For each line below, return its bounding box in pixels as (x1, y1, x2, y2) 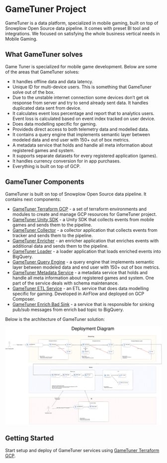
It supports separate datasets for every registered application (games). (12, 153, 158, 158)
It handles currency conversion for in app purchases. (12, 158, 121, 164)
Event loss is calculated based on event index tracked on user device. (12, 116, 156, 122)
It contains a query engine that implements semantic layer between (12, 131, 150, 138)
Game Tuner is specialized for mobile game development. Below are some (5, 63, 158, 69)
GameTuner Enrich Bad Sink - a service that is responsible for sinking (12, 301, 155, 307)
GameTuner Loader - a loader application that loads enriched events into (12, 248, 162, 254)
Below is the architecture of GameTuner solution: (5, 316, 105, 322)
